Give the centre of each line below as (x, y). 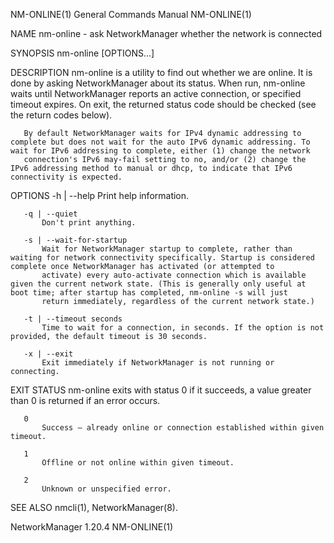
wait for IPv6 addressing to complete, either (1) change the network (160, 151)
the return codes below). (61, 115)
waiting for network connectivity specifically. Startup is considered (162, 258)
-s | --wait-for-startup (75, 240)
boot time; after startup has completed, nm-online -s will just (149, 293)
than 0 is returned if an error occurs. (85, 400)
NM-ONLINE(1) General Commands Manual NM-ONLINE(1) (131, 14)
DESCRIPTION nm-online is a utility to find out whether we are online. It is (161, 72)
